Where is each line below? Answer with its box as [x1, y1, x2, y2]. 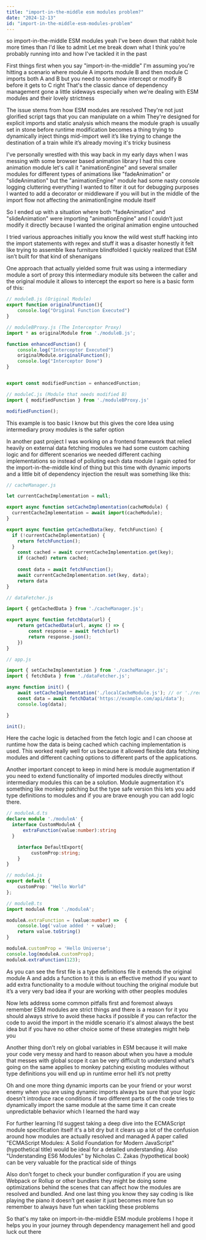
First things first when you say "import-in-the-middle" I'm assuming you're [6, 62, 195, 69]
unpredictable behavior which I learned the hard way [6, 1108, 140, 1115]
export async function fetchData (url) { [6, 617, 112, 623]
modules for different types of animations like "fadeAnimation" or [6, 170, 171, 178]
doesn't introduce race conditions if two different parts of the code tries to [6, 1095, 194, 1102]
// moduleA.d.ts [6, 810, 48, 816]
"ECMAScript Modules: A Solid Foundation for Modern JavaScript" [6, 1139, 175, 1146]
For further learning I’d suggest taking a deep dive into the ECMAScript [6, 1119, 186, 1127]
